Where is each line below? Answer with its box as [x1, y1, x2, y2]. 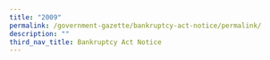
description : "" [9, 29, 70, 38]
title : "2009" [9, 12, 63, 22]
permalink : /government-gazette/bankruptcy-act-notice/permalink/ [9, 21, 262, 30]
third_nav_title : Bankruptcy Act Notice [9, 37, 163, 47]
